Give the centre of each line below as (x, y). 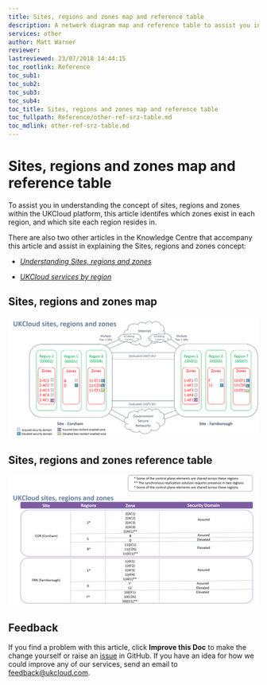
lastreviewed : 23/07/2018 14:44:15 (67, 59)
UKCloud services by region (66, 276)
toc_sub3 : (25, 92)
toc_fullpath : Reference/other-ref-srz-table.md (90, 118)
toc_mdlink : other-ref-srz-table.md (69, 126)
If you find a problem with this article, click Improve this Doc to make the (128, 647)
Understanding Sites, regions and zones (86, 261)
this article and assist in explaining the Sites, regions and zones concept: (127, 246)
